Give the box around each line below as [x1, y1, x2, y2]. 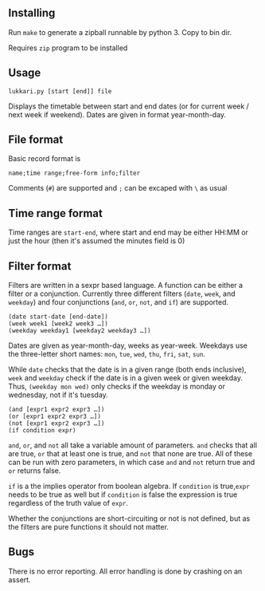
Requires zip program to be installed [8, 43, 128, 53]
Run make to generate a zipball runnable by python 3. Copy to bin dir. [8, 27, 232, 37]
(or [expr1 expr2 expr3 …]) [8, 412, 102, 421]
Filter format [8, 259, 72, 273]
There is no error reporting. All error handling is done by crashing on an [8, 566, 243, 576]
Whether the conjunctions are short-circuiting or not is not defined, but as [8, 514, 251, 523]
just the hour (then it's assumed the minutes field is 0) [8, 236, 185, 246]
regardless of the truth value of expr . [8, 498, 129, 508]
